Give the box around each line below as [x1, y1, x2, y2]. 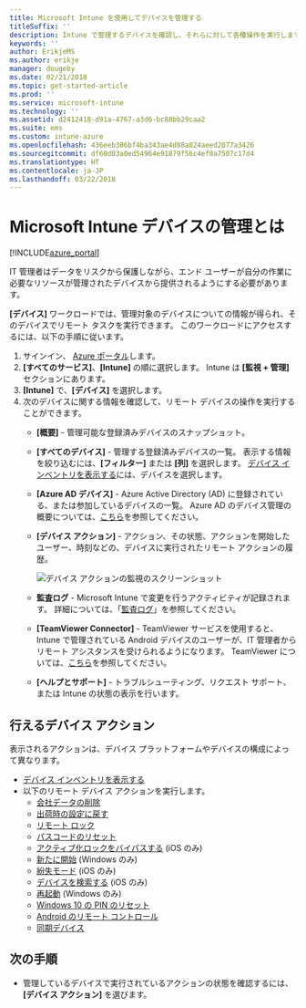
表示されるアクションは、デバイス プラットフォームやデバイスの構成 [9, 743, 266, 753]
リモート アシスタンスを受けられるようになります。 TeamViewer [36, 646, 278, 657]
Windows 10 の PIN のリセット [36, 899, 150, 910]
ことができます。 [22, 408, 87, 419]
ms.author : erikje [9, 56, 79, 65]
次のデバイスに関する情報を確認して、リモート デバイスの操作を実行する [22, 396, 296, 407]
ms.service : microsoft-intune [9, 98, 125, 108]
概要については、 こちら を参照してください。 [36, 512, 204, 523]
